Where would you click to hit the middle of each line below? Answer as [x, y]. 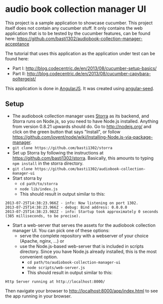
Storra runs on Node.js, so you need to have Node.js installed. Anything [85, 121]
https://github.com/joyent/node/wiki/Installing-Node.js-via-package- [82, 137]
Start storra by [27, 178]
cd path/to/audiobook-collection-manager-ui [74, 262]
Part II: [19, 73]
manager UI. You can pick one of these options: [61, 230]
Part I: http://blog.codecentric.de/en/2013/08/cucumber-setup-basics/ [84, 68]
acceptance [17, 44]
